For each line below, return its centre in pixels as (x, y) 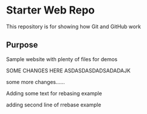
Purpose (22, 45)
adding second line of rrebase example (54, 105)
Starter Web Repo (50, 10)
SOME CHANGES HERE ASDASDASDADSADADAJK (68, 71)
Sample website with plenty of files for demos (62, 59)
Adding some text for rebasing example (54, 93)
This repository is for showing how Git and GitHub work (73, 26)
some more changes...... (35, 82)
